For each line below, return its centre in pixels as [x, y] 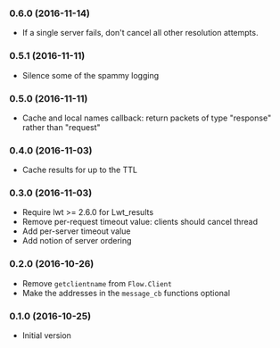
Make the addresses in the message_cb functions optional [126, 293]
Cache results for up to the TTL [80, 170]
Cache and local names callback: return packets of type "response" [147, 118]
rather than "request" [61, 127]
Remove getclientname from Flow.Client [97, 283]
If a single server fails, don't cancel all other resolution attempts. [140, 33]
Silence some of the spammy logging [91, 75]
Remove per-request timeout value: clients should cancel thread [140, 222]
